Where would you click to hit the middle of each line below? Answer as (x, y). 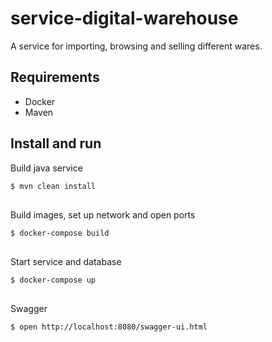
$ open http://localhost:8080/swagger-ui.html (109, 327)
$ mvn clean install (53, 186)
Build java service (46, 168)
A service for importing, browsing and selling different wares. (136, 46)
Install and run (56, 143)
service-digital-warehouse (124, 18)
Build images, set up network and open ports (103, 214)
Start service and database (66, 262)
